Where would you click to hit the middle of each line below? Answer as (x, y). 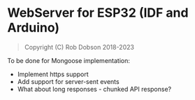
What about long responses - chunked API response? (94, 89)
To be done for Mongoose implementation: (69, 60)
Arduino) (34, 28)
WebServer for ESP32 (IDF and (98, 13)
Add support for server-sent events (68, 81)
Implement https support (53, 74)
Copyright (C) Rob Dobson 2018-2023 (79, 47)
